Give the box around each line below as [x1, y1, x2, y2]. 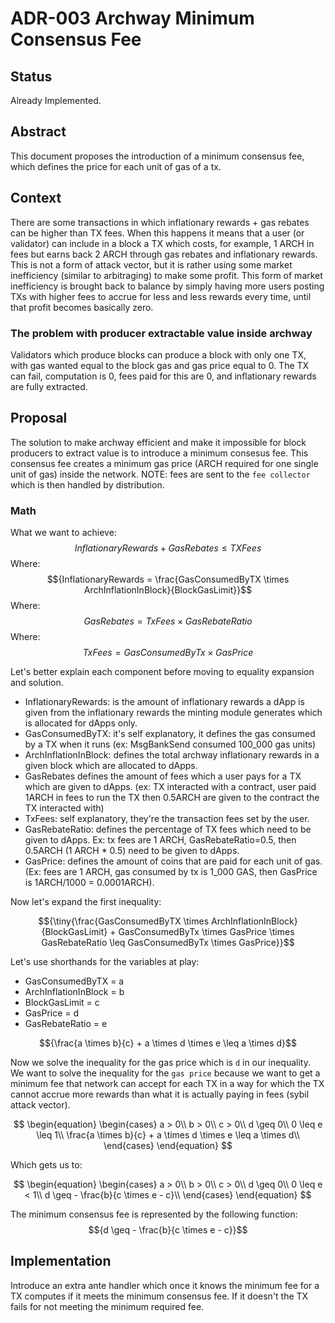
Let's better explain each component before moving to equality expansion [10, 666, 315, 678]
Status [10, 68, 53, 85]
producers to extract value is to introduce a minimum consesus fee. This [10, 447, 309, 459]
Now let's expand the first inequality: [10, 896, 162, 908]
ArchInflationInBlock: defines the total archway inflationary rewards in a [24, 749, 320, 761]
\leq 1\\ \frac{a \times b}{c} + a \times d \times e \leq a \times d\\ [36, 1129, 300, 1141]
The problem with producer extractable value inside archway [10, 326, 313, 340]
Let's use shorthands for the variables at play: [10, 956, 200, 968]
